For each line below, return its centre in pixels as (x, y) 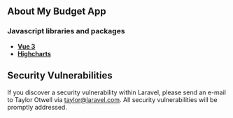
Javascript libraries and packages (66, 31)
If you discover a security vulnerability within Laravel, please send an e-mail (116, 92)
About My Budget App (57, 11)
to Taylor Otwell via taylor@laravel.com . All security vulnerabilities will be (113, 99)
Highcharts (34, 53)
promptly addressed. (37, 107)
